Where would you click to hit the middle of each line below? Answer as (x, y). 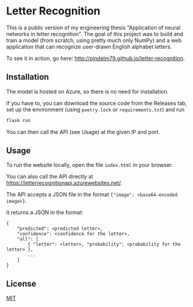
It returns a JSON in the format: (45, 212)
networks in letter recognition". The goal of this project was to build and (95, 34)
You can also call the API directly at (50, 177)
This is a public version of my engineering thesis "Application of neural (94, 28)
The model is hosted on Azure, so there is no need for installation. (88, 92)
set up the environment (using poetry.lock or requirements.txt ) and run (95, 110)
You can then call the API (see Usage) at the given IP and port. (83, 132)
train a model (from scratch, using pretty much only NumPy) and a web (94, 40)
